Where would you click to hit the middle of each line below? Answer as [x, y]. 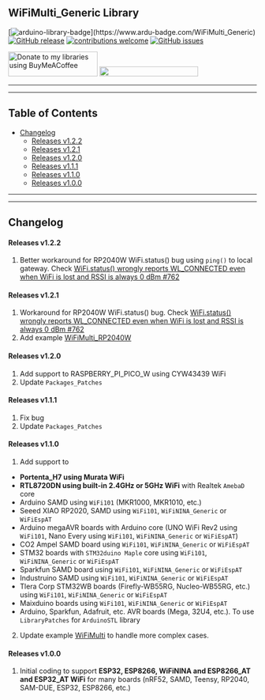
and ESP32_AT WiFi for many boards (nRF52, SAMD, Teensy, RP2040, [134, 679]
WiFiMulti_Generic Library [74, 13]
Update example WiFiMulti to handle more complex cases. [114, 635]
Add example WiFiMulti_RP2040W [75, 338]
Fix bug [32, 418]
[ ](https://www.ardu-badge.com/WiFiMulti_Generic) [132, 32]
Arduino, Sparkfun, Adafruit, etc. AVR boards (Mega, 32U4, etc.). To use [137, 611]
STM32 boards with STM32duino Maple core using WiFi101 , [113, 553]
